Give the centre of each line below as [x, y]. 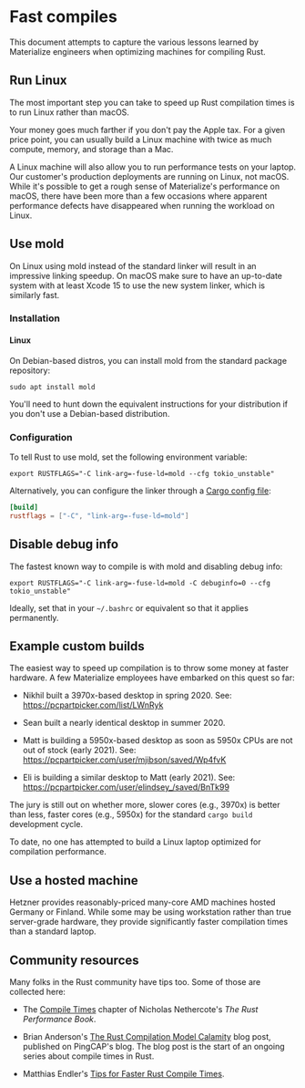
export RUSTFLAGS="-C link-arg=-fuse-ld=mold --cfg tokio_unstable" [142, 473]
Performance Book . [59, 1019]
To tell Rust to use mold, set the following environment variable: [128, 457]
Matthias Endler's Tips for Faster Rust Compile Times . [123, 1073]
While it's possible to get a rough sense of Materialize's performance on [145, 186]
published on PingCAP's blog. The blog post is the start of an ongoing [153, 1046]
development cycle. [46, 824]
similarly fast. [35, 295]
